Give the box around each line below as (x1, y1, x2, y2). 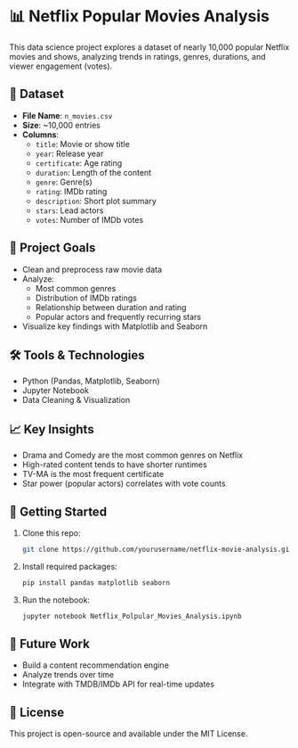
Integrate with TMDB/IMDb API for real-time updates (21, 678, 215, 690)
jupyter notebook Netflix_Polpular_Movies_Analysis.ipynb (21, 612, 242, 621)
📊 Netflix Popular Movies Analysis (9, 6, 270, 27)
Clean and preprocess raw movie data (21, 264, 163, 275)
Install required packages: (21, 561, 117, 571)
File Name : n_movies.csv (21, 110, 113, 120)
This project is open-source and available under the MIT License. (9, 728, 248, 739)
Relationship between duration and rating (35, 301, 187, 312)
